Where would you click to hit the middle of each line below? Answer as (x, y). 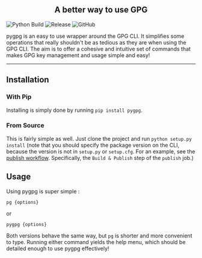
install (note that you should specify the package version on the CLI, (93, 145)
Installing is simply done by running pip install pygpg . (74, 110)
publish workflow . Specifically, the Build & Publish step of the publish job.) (100, 158)
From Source (25, 126)
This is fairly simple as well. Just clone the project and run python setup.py (99, 138)
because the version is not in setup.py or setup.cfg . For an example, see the (101, 151)
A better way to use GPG (101, 10)
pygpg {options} (26, 224)
